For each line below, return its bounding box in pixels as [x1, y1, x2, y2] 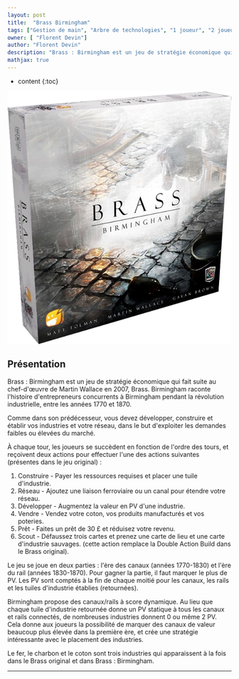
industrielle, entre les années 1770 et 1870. [7, 399, 132, 409]
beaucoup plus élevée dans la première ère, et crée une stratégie [7, 627, 198, 636]
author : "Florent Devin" [7, 41, 81, 49]
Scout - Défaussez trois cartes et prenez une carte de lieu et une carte [17, 532, 225, 540]
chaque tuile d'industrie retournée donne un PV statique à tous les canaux [7, 605, 225, 614]
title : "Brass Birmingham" [7, 19, 91, 26]
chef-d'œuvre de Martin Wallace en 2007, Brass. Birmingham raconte [7, 384, 211, 393]
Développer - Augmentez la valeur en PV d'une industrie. [17, 502, 186, 510]
